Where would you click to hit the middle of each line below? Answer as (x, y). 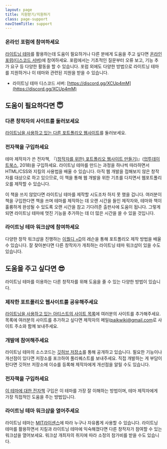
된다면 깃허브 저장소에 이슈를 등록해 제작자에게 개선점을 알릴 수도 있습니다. (78, 365)
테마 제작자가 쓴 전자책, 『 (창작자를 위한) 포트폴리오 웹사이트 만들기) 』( (75, 159)
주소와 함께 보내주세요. (36, 326)
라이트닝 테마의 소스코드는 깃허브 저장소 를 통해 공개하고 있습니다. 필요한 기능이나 (84, 352)
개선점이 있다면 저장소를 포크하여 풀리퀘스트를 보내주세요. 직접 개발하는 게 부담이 (84, 358)
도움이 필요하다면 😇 (34, 105)
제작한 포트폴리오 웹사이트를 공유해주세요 (52, 302)
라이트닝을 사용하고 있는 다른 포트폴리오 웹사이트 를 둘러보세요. (66, 133)
